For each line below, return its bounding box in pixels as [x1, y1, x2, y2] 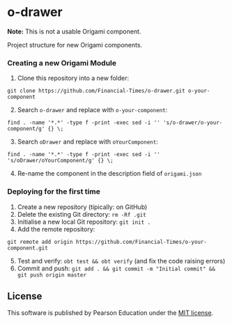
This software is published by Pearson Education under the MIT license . [7, 309, 214, 317]
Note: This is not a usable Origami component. [7, 27, 141, 36]
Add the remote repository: [17, 224, 95, 233]
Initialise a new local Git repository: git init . [17, 217, 151, 226]
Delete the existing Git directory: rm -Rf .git [17, 210, 146, 218]
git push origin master [17, 271, 87, 279]
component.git [7, 245, 49, 252]
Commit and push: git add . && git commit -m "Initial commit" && [17, 264, 216, 272]
